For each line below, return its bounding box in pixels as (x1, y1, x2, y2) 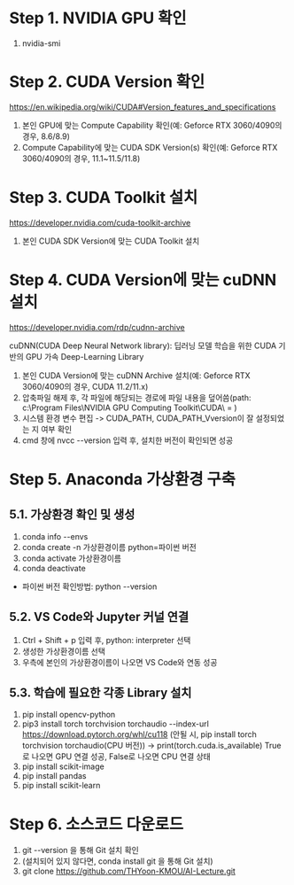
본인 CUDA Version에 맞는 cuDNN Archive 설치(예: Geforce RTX (21, 369, 251, 381)
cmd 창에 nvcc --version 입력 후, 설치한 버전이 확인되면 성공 (21, 435, 234, 446)
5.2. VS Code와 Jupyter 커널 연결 (9, 609, 190, 625)
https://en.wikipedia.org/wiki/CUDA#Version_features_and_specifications (9, 101, 276, 112)
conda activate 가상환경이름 (21, 553, 122, 563)
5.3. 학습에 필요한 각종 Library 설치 (9, 685, 192, 700)
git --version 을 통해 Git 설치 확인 (21, 845, 139, 856)
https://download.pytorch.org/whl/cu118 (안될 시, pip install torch (21, 729, 257, 740)
